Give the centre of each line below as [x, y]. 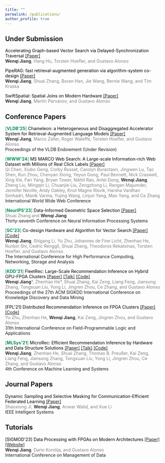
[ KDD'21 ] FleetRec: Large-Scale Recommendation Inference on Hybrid [77, 271]
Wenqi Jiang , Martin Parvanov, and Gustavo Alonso [58, 101]
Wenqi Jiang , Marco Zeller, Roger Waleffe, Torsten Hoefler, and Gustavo [79, 139]
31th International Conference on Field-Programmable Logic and [70, 328]
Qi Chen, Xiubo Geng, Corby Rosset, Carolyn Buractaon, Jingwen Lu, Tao [80, 169]
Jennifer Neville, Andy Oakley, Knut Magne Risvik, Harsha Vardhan [73, 190]
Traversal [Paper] [23, 56]
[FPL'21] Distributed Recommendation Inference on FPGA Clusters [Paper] [80, 307]
